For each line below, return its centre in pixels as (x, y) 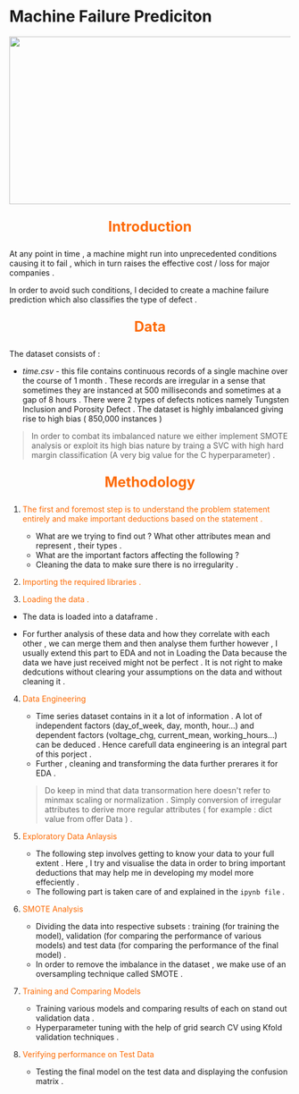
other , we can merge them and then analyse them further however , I (150, 643)
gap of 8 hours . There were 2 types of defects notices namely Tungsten (156, 399)
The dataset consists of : (55, 353)
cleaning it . (43, 681)
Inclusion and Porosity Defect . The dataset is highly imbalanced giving (153, 409)
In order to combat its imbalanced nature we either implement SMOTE (159, 436)
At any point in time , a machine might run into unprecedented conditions (143, 253)
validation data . (65, 1018)
